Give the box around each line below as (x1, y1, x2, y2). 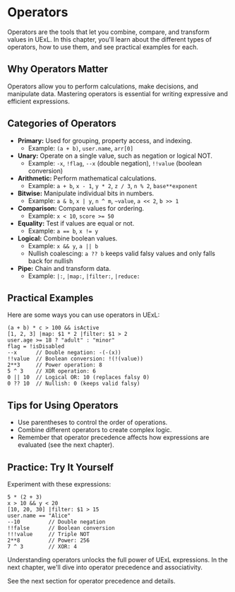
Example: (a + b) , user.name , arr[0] (28, 144, 134, 152)
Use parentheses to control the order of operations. (17, 418, 168, 426)
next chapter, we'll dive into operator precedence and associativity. (7, 563, 203, 571)
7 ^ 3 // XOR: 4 (7, 543, 78, 550)
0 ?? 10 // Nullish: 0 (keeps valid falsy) (7, 380, 140, 388)
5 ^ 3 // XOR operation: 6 (7, 368, 97, 375)
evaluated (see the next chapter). (17, 441, 114, 449)
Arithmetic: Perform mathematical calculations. (17, 174, 157, 182)
